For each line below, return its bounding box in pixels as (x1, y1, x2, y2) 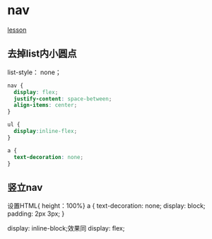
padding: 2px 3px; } (7, 209, 65, 218)
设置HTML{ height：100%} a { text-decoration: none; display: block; (7, 202, 206, 210)
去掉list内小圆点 (7, 48, 77, 60)
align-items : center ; (13, 102, 78, 109)
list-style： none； (7, 68, 61, 76)
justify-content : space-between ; (13, 95, 112, 103)
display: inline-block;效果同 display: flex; (7, 224, 125, 233)
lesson (7, 25, 27, 34)
